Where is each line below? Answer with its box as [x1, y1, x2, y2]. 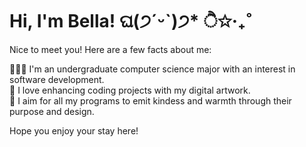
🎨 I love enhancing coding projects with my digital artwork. [9, 84, 251, 96]
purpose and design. [9, 105, 95, 117]
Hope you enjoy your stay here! [9, 124, 139, 137]
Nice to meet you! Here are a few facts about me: [9, 43, 212, 55]
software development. [9, 73, 105, 85]
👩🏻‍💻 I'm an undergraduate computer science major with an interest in [9, 63, 296, 75]
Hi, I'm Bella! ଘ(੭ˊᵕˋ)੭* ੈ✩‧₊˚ [9, 10, 253, 33]
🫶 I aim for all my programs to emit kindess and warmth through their [9, 94, 292, 107]
